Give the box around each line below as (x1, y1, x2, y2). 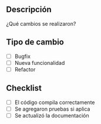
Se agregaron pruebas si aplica (14, 105, 90, 112)
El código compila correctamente (14, 99, 95, 106)
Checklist (6, 83, 42, 93)
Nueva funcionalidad (14, 59, 65, 66)
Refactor (14, 66, 36, 73)
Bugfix (14, 53, 31, 60)
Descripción (6, 5, 52, 15)
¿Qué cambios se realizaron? (6, 20, 76, 27)
